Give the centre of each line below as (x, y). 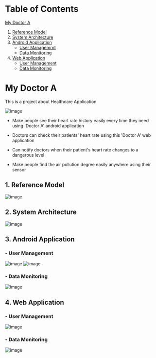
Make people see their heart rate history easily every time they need (80, 120)
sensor (19, 169)
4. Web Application (35, 302)
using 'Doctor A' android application (48, 126)
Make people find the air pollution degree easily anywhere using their (81, 164)
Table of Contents (42, 9)
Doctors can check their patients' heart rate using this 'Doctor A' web (81, 135)
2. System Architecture (41, 212)
